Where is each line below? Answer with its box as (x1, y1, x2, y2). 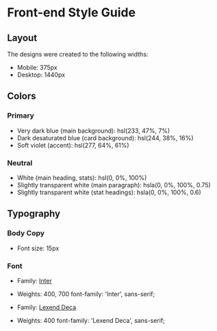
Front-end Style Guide (7, 5, 136, 21)
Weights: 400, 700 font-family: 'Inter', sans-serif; (16, 289, 155, 298)
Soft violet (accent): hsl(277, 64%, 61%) (16, 141, 129, 149)
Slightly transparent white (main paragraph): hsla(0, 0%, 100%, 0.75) (16, 181, 211, 189)
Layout (7, 32, 38, 44)
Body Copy (7, 228, 45, 238)
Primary (7, 111, 34, 120)
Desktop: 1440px (16, 70, 66, 79)
